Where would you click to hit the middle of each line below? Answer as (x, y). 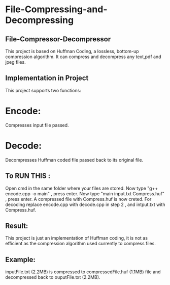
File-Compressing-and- (56, 9)
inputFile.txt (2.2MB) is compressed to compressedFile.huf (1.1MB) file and (83, 272)
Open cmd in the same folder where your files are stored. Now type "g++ (82, 188)
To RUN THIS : (28, 176)
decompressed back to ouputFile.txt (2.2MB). (53, 277)
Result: (17, 226)
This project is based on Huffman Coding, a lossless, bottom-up (72, 51)
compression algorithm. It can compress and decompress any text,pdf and (83, 57)
